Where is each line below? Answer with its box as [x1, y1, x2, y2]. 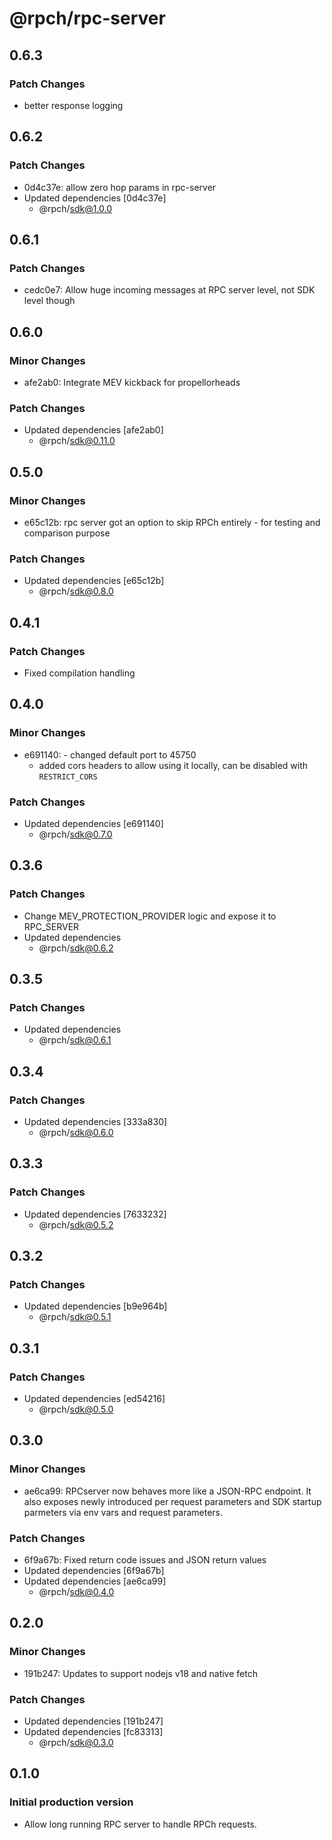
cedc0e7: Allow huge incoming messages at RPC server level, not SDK [23, 284, 316, 296]
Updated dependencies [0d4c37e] [23, 192, 167, 204]
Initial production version [9, 1795, 134, 1809]
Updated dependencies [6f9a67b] [23, 1565, 165, 1576]
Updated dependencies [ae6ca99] [23, 1575, 167, 1587]
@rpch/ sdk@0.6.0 [38, 1126, 114, 1138]
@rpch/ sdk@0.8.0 [38, 585, 114, 597]
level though [23, 295, 76, 307]
